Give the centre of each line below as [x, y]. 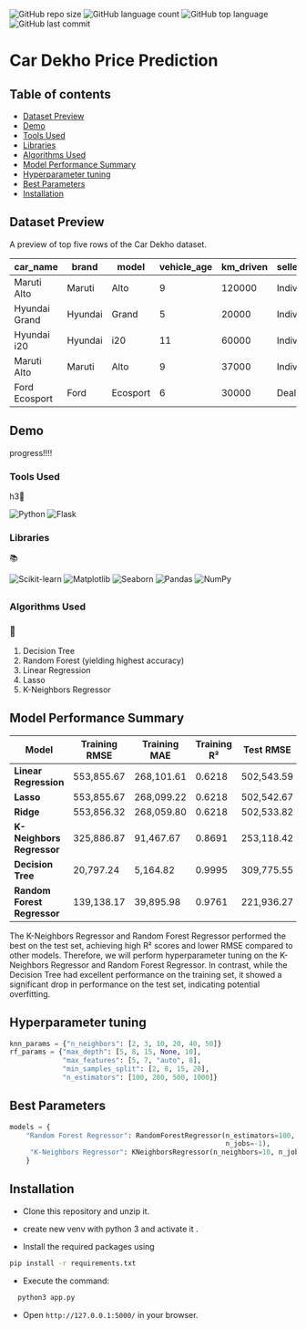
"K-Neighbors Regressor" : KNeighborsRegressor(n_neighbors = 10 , [152, 1152]
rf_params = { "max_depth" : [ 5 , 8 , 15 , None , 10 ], [106, 1052]
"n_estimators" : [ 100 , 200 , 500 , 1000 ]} [140, 1078]
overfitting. [30, 993]
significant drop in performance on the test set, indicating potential [135, 984]
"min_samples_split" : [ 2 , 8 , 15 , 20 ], [136, 1069]
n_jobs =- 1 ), [248, 1144]
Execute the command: [66, 1281]
